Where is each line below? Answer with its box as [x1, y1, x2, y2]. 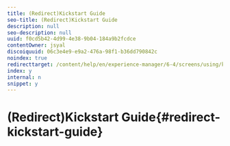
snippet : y [7, 80, 38, 87]
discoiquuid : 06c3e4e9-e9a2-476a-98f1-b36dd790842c [7, 49, 157, 56]
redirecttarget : [7, 61, 53, 68]
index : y [7, 67, 32, 74]
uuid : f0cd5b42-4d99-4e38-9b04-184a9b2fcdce [7, 36, 136, 42]
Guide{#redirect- [121, 110, 221, 125]
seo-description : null [7, 29, 72, 36]
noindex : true [7, 55, 48, 62]
